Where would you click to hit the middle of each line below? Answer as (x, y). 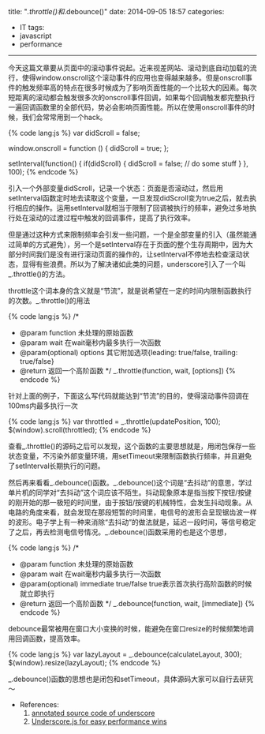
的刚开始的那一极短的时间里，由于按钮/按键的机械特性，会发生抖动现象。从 (131, 502)
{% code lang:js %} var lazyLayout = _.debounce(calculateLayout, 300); (125, 654)
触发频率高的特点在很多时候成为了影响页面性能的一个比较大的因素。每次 (139, 88)
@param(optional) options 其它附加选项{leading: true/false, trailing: (129, 352)
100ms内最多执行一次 (43, 406)
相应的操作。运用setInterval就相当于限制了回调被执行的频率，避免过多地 (132, 208)
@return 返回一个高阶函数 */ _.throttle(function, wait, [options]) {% (127, 371)
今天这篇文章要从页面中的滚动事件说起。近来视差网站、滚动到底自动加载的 (129, 68)
